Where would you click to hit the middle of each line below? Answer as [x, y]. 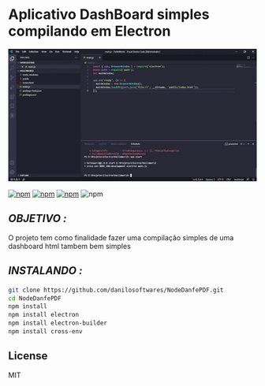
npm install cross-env [45, 332]
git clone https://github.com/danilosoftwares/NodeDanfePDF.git [116, 290]
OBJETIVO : [37, 219]
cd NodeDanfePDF [35, 298]
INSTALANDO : [45, 271]
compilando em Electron [90, 31]
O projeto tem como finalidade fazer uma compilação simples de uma [121, 237]
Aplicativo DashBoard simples [109, 15]
